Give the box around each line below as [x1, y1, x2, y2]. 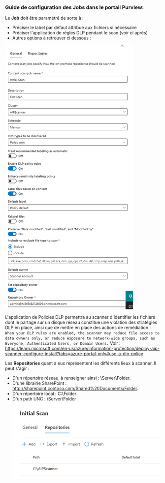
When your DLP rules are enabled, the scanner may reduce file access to [5, 331, 160, 336]
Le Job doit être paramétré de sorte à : [5, 15, 84, 21]
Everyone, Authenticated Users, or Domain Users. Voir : [5, 340, 121, 346]
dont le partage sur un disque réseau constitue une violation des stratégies [5, 319, 158, 326]
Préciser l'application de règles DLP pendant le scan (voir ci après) [12, 30, 148, 36]
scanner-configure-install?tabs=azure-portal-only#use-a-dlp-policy [5, 351, 144, 357]
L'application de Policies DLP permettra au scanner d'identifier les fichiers [5, 314, 155, 320]
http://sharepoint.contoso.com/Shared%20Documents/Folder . [12, 386, 138, 392]
